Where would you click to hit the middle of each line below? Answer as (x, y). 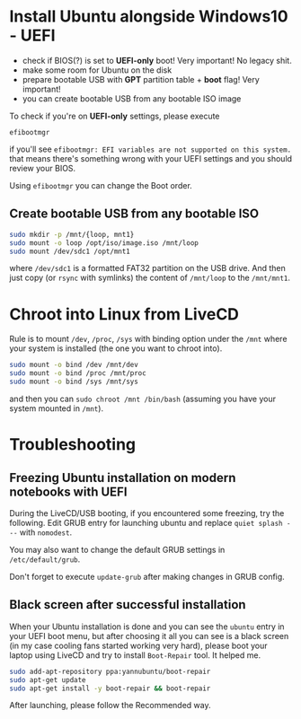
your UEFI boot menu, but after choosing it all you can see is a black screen (149, 636)
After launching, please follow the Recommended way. (110, 706)
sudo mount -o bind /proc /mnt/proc (78, 373)
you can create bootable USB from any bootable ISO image (132, 98)
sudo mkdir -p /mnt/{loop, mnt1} (72, 234)
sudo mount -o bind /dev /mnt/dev (74, 365)
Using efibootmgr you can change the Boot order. (101, 185)
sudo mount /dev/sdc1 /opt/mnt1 (70, 251)
